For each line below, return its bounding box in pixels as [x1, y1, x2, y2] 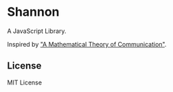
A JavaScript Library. [7, 27, 67, 35]
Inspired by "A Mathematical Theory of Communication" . [7, 40, 167, 48]
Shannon [7, 4, 60, 20]
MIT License [7, 78, 43, 87]
